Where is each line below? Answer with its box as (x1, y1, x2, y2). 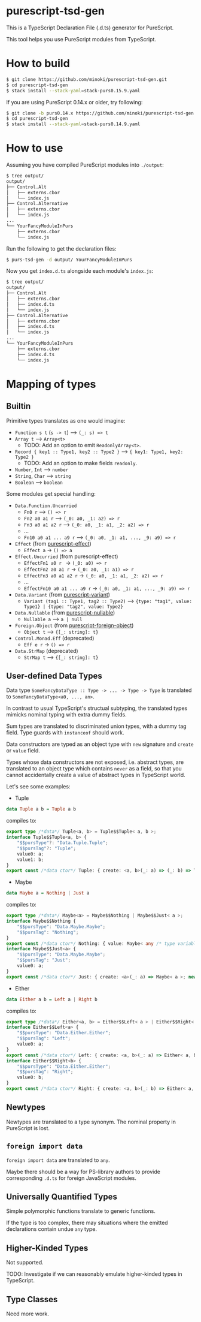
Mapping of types (6, 377, 96, 391)
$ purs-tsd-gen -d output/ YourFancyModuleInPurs (6, 257, 133, 263)
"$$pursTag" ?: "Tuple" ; (17, 845, 77, 851)
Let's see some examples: (6, 783, 71, 790)
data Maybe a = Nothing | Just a (6, 890, 90, 896)
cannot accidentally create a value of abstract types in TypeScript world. (6, 772, 185, 779)
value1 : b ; (17, 856, 44, 863)
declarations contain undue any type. (6, 1225, 98, 1233)
